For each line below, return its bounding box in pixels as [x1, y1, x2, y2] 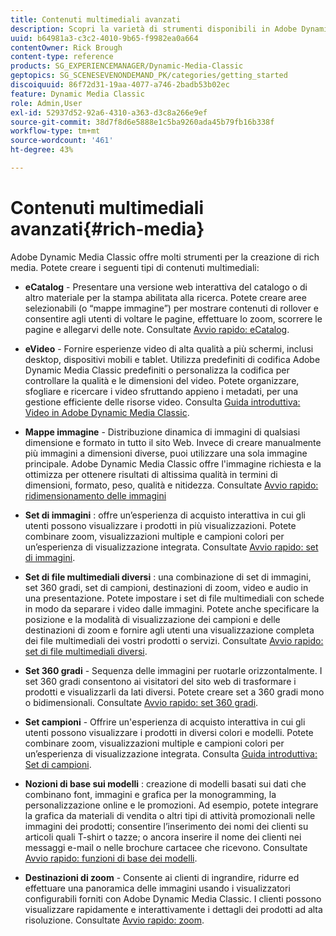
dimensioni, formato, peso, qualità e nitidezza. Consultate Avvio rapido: [24, 479, 319, 491]
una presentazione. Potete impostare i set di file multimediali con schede [24, 592, 325, 604]
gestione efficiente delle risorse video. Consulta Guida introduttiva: [24, 396, 301, 408]
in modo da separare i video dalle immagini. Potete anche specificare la [24, 602, 320, 615]
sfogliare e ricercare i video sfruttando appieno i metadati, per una [24, 385, 299, 397]
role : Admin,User [10, 98, 83, 108]
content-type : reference [10, 52, 114, 62]
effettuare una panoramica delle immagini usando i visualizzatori [24, 882, 291, 894]
